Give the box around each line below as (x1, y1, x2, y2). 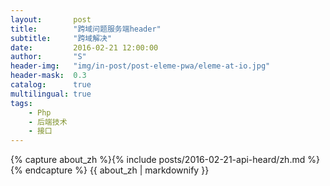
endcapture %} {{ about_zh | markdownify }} (24, 164, 210, 176)
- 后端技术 (28, 117, 68, 127)
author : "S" (10, 52, 87, 62)
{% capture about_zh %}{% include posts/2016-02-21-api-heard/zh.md (10, 154, 306, 166)
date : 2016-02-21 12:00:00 (10, 42, 159, 53)
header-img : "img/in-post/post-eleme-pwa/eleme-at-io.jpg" (10, 61, 271, 71)
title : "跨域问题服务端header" (10, 24, 162, 34)
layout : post (10, 14, 92, 25)
